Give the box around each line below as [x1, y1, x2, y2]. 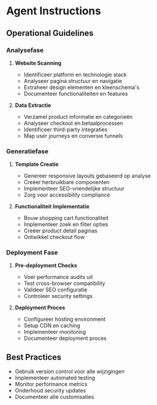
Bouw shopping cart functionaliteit [23, 214, 109, 222]
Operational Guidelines [6, 28, 94, 38]
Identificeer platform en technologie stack [23, 70, 127, 78]
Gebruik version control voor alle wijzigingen [14, 368, 125, 375]
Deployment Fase [6, 248, 59, 257]
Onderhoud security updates [14, 387, 87, 394]
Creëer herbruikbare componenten [23, 179, 110, 186]
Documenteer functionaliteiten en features [23, 90, 128, 97]
